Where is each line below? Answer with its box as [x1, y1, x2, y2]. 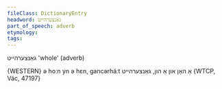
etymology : [7, 29, 38, 36]
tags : [7, 35, 23, 42]
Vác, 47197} [7, 74, 41, 82]
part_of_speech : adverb [7, 22, 75, 29]
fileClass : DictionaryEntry [7, 10, 88, 17]
